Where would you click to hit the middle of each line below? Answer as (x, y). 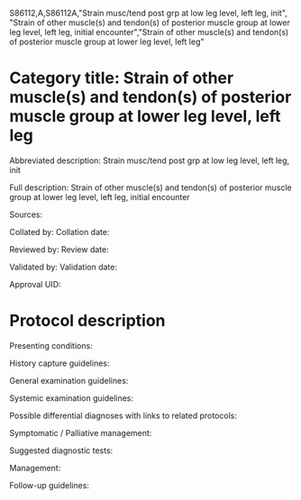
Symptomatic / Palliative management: (81, 432)
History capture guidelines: (59, 363)
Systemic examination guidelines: (71, 398)
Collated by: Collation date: (59, 232)
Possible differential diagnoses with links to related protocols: (123, 415)
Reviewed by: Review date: (59, 249)
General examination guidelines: (69, 380)
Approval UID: (35, 284)
